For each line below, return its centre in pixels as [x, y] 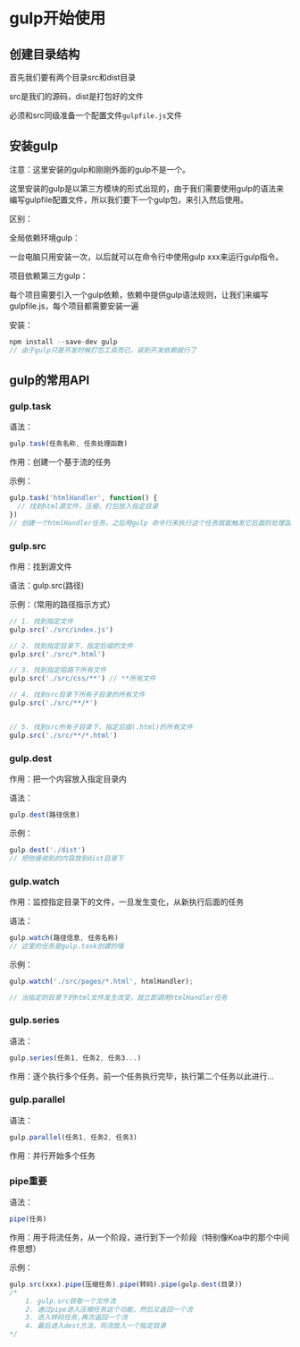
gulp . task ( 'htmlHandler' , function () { [83, 498]
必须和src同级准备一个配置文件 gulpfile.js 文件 [96, 115]
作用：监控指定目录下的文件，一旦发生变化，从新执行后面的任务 [126, 902]
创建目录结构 [45, 54]
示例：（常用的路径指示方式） [62, 604]
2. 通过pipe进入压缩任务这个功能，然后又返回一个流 [109, 1309]
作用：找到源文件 [41, 566]
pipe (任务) [28, 1219]
